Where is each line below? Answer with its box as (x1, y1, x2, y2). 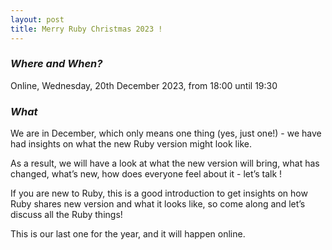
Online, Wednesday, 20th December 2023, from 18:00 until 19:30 (10, 79, 278, 91)
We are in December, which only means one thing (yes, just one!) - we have (10, 127, 322, 140)
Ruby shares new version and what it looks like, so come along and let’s (10, 198, 306, 210)
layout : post (10, 14, 65, 25)
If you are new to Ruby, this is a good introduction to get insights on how (10, 187, 308, 200)
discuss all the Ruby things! (10, 209, 123, 221)
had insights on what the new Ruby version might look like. (10, 138, 252, 150)
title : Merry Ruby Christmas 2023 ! (10, 24, 163, 34)
